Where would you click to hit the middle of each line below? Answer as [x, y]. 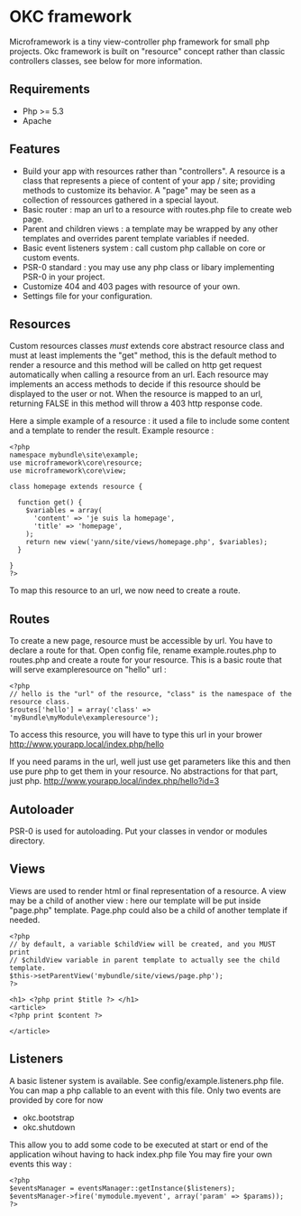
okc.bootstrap [48, 1117]
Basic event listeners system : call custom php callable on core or [144, 248]
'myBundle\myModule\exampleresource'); [84, 718]
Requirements [50, 89]
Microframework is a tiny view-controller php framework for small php [140, 42]
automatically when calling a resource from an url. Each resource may [139, 375]
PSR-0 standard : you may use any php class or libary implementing [148, 267]
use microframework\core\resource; [76, 463]
